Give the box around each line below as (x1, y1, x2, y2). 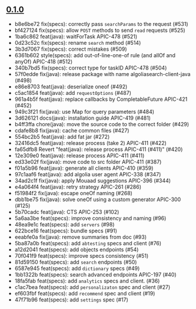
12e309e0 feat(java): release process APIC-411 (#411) (14, 152, 145, 159)
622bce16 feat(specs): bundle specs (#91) (14, 227, 118, 234)
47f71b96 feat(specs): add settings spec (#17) (14, 296, 128, 303)
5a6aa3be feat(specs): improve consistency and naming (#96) (14, 215, 167, 222)
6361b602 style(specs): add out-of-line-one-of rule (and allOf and (14, 51, 175, 58)
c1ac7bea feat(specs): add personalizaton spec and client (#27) (14, 283, 171, 291)
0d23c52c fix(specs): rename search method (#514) (14, 39, 141, 46)
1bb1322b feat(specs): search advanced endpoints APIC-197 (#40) (14, 271, 177, 278)
